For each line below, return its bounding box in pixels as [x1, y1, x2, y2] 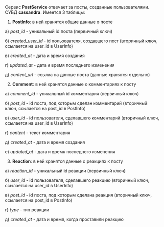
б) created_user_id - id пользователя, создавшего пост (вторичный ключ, [5, 38, 158, 44]
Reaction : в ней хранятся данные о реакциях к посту [12, 158, 123, 164]
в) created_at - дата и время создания [5, 53, 85, 58]
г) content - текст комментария [5, 130, 70, 136]
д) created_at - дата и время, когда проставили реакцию [5, 216, 124, 222]
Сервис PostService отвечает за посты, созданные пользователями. [5, 4, 150, 10]
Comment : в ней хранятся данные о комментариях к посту [12, 81, 136, 87]
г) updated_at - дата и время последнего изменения [5, 62, 115, 68]
